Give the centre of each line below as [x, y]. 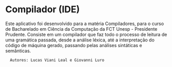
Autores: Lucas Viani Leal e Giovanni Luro [57, 60]
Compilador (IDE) [43, 9]
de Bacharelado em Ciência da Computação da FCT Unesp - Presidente [81, 29]
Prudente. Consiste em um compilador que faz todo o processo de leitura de [86, 34]
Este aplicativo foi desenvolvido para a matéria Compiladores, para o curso [85, 24]
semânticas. [18, 51]
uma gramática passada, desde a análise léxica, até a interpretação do [80, 40]
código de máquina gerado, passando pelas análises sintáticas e [74, 45]
